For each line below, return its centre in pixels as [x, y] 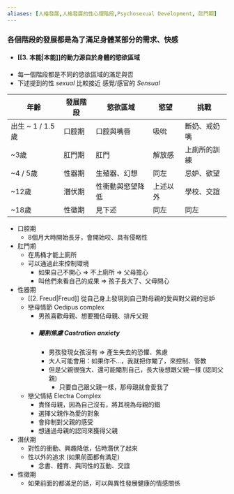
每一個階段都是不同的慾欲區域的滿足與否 [75, 74]
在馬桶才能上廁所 [52, 254]
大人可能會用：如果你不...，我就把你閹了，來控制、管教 [127, 361]
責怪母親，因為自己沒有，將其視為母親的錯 [99, 404]
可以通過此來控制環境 [58, 263]
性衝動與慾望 [117, 186]
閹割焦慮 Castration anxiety [79, 333]
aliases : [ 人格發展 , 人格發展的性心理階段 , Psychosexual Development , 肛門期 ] [112, 14]
